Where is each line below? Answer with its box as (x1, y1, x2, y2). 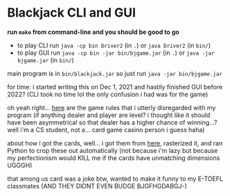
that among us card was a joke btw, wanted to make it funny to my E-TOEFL (7, 175, 224, 183)
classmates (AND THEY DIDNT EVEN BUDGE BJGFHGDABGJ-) (7, 181, 187, 190)
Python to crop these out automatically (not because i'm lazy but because (7, 146, 218, 154)
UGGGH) (7, 161, 33, 169)
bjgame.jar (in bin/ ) (17, 55, 74, 64)
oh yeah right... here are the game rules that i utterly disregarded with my (7, 103, 216, 112)
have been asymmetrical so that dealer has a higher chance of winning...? (7, 118, 218, 126)
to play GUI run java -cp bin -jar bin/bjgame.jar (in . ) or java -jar (17, 48, 215, 57)
